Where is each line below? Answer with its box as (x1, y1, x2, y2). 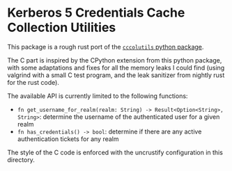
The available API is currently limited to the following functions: (7, 92, 188, 100)
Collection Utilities (7, 19, 116, 35)
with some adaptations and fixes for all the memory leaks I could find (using (7, 63, 225, 72)
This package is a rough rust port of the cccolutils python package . (7, 42, 204, 51)
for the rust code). (7, 78, 59, 86)
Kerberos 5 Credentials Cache (7, 5, 185, 21)
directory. (7, 155, 35, 164)
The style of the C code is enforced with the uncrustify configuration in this (7, 148, 223, 156)
